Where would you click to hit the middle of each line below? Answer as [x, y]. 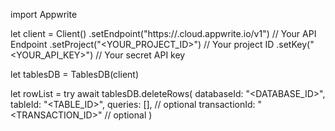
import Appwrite [44, 14]
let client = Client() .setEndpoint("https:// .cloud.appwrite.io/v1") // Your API [163, 33]
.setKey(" [295, 44]
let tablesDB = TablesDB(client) [74, 74]
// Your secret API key [140, 55]
